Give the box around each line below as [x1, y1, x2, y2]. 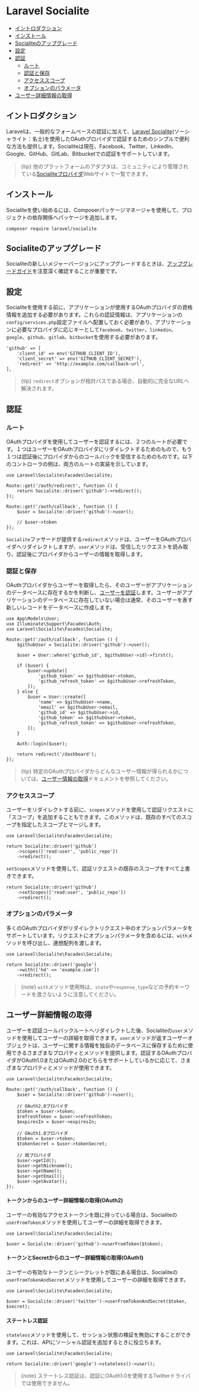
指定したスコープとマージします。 [21, 821, 104, 828]
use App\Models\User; [6, 616, 60, 622]
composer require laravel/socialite [6, 225, 97, 232]
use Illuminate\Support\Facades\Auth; [6, 621, 102, 627]
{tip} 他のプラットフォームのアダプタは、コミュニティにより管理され [20, 163, 189, 170]
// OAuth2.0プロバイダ [17, 1103, 68, 1109]
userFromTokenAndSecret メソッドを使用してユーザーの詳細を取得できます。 [6, 1276, 189, 1283]
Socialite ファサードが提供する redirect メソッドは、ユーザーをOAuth [6, 535, 176, 543]
